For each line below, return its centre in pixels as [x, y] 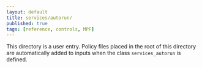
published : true [27, 23]
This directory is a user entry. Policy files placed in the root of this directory [101, 47]
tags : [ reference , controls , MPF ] [50, 29]
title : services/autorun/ [39, 18]
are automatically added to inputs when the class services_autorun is [94, 53]
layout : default [27, 12]
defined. [17, 59]
